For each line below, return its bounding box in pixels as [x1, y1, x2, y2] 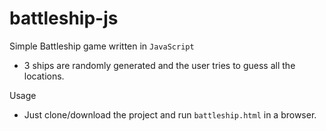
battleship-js [9, 7, 119, 30]
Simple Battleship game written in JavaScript [9, 40, 195, 52]
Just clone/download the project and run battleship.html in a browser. [23, 108, 317, 121]
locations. [23, 70, 65, 82]
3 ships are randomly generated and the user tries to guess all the [23, 59, 296, 71]
